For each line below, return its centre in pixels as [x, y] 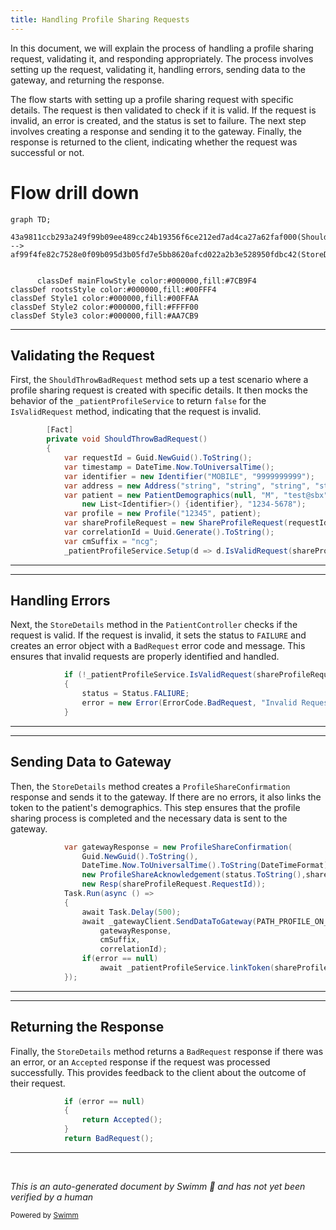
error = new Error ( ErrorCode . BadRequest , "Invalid [189, 703]
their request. [38, 1083]
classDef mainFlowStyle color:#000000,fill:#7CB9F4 [146, 281]
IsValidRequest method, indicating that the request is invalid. [136, 412]
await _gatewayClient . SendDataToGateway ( [169, 921]
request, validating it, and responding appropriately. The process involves [162, 58]
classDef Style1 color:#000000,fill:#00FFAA [104, 298]
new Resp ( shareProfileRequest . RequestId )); [174, 884]
